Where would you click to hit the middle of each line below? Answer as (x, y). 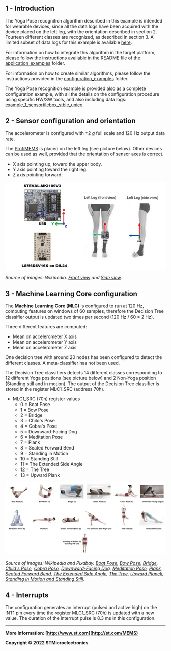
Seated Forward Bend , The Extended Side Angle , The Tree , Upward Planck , (84, 574)
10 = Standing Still (39, 459)
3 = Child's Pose (37, 421)
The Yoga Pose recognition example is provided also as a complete (76, 88)
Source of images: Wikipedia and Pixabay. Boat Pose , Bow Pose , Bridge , (82, 563)
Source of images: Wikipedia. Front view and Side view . (64, 278)
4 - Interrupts (27, 595)
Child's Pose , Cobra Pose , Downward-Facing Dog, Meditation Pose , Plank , (84, 568)
